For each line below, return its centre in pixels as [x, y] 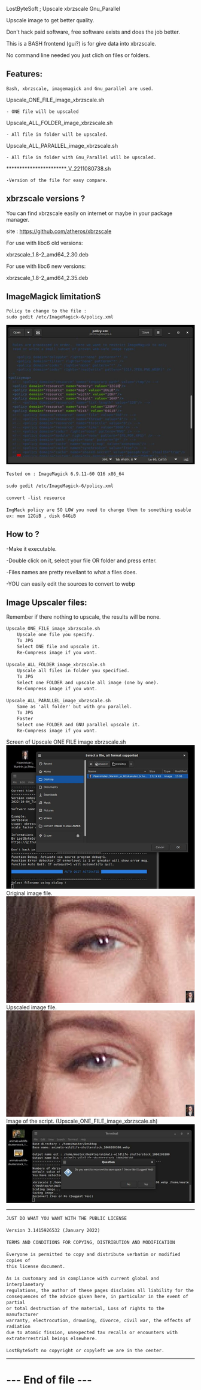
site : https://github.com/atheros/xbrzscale [59, 231]
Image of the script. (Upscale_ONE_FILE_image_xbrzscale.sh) [82, 1121]
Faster [25, 719]
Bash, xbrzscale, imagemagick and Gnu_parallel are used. [80, 89]
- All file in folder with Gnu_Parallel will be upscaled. [81, 157]
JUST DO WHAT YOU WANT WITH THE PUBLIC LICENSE [67, 1218]
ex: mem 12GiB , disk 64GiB [41, 516]
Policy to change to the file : [46, 311]
